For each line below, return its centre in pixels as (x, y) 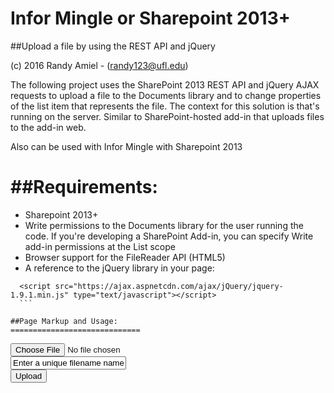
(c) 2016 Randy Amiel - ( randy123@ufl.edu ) (99, 65)
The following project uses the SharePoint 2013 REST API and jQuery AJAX (165, 84)
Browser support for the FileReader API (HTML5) (125, 257)
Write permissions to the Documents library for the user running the (164, 225)
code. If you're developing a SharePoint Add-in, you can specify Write (169, 236)
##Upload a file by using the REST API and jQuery (113, 46)
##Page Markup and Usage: (64, 321)
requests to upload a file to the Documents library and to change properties (166, 95)
